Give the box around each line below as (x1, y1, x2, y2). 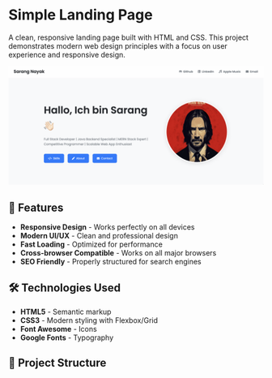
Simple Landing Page (8, 6, 153, 24)
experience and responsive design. (8, 49, 125, 59)
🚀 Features (8, 200, 64, 214)
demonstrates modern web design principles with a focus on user (8, 41, 228, 50)
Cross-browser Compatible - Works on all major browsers (19, 248, 217, 258)
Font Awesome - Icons (19, 324, 97, 333)
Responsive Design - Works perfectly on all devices (19, 222, 195, 232)
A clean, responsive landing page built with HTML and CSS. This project (8, 32, 249, 42)
